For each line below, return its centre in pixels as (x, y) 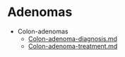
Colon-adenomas (43, 31)
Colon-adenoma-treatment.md (73, 46)
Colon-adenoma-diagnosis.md (73, 38)
